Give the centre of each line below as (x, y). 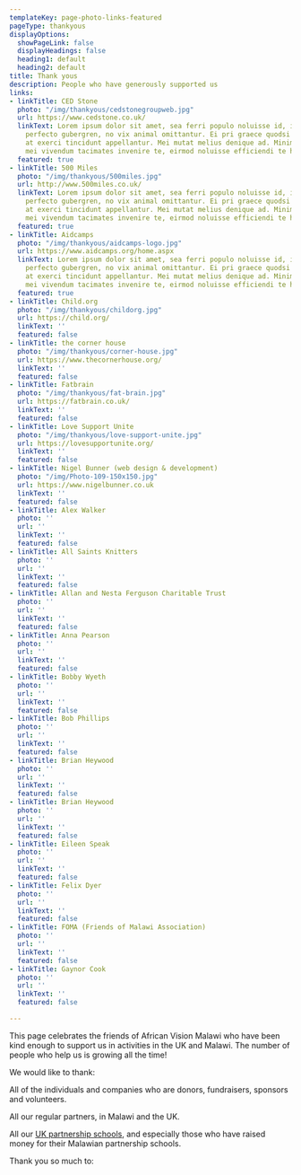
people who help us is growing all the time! (88, 1055)
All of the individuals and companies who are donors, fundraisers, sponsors (149, 1089)
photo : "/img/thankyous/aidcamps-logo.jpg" (99, 243)
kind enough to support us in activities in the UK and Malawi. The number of (150, 1045)
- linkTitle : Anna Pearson (60, 635)
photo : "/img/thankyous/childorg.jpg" (90, 310)
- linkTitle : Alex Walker (57, 510)
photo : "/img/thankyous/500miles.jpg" (90, 176)
